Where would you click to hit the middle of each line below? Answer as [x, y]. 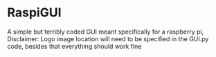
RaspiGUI [34, 13]
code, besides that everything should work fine [74, 46]
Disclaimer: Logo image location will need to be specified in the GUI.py [108, 38]
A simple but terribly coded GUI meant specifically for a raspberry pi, [106, 32]
